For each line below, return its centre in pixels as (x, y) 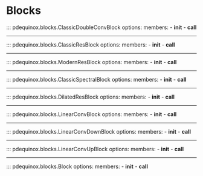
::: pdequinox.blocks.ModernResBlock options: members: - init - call (92, 62)
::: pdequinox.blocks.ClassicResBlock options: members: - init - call (91, 44)
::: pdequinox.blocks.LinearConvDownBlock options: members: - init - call (99, 131)
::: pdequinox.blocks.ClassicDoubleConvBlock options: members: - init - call (101, 27)
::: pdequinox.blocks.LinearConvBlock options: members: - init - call (92, 114)
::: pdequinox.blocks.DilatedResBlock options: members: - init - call (91, 97)
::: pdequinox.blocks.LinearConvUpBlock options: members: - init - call (95, 149)
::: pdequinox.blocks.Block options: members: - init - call (77, 166)
